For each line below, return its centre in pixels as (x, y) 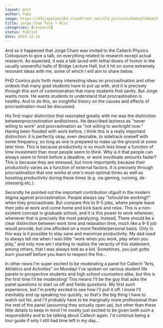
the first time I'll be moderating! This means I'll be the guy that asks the (76, 279)
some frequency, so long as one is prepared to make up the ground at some (81, 141)
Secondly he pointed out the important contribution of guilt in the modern (78, 192)
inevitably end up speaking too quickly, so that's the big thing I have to (75, 294)
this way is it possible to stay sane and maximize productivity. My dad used (80, 233)
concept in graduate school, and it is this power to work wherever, (88, 213)
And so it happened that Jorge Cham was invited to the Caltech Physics (77, 50)
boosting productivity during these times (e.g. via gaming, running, (72, 177)
